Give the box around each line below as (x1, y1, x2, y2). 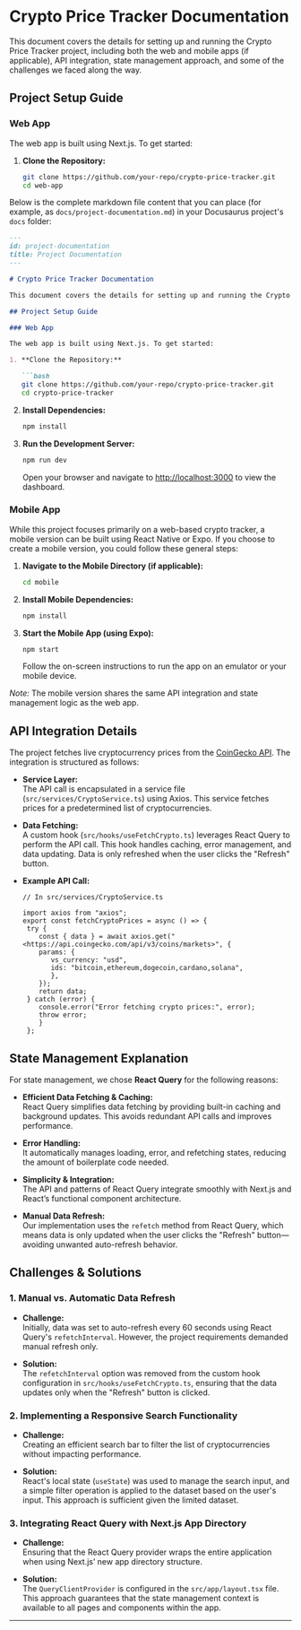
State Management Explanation (9, 1051, 189, 1066)
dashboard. (21, 481, 65, 492)
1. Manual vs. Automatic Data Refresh (9, 1292, 176, 1305)
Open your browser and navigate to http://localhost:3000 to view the (21, 472, 276, 482)
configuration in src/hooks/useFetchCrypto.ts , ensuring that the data (21, 1377, 278, 1388)
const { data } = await (39, 932, 127, 941)
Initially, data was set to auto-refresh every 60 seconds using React (21, 1322, 272, 1332)
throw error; (39, 1010, 88, 1019)
